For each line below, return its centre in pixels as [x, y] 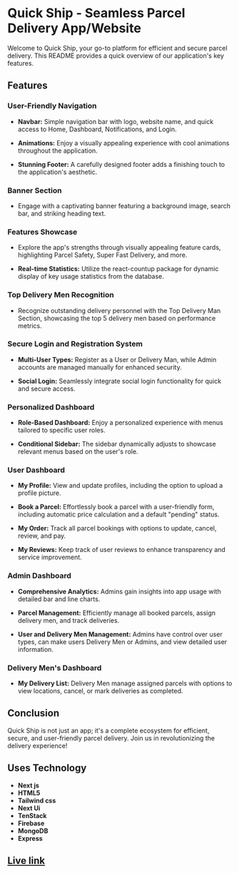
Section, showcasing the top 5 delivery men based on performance [117, 318]
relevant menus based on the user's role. [78, 451]
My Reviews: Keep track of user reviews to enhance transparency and [122, 550]
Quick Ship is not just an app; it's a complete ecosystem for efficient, [108, 730]
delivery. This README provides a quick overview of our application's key [116, 56]
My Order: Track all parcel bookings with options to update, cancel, [117, 529]
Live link [26, 861]
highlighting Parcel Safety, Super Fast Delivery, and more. [102, 255]
